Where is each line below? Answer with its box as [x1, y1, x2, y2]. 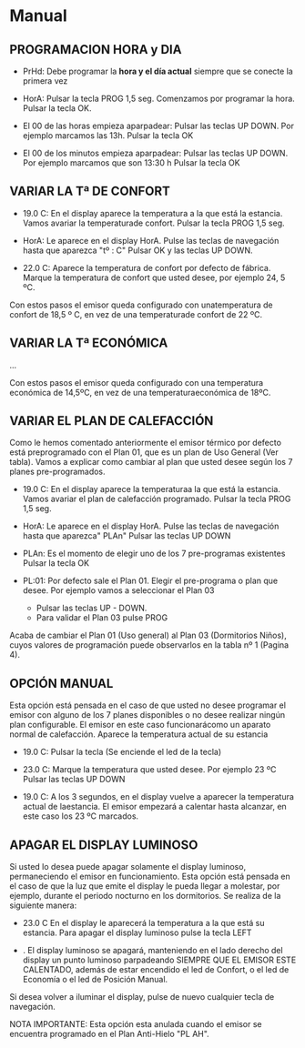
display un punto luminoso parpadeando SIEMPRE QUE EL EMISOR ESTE [22, 954, 297, 965]
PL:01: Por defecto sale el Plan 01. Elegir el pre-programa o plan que [22, 575, 279, 587]
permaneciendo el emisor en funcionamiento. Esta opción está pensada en [9, 871, 290, 882]
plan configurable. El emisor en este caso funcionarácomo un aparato [9, 720, 271, 731]
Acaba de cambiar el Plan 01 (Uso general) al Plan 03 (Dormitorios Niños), [9, 630, 287, 641]
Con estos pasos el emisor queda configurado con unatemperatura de [9, 299, 273, 310]
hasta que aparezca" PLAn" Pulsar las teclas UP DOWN [22, 530, 231, 541]
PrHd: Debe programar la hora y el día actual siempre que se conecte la [22, 65, 293, 76]
